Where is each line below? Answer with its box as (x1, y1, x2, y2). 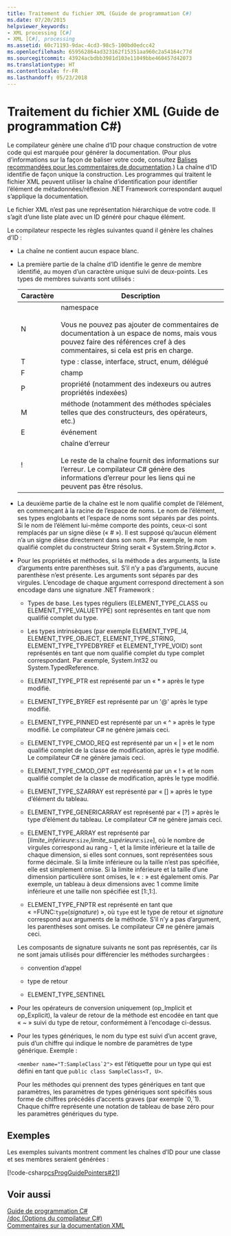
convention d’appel (27, 964, 82, 972)
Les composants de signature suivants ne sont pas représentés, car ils (16, 944, 218, 952)
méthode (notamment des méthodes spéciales (60, 399, 212, 409)
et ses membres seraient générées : (7, 1155, 109, 1164)
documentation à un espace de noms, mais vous (60, 328, 217, 338)
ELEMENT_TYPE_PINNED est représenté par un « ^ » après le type (27, 718, 215, 727)
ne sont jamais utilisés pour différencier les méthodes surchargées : (16, 950, 210, 959)
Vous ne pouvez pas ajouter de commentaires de (60, 320, 219, 330)
